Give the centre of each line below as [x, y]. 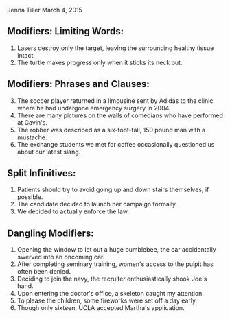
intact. [26, 55]
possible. [30, 197]
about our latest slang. [49, 152]
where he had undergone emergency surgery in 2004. [94, 108]
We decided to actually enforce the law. [73, 211]
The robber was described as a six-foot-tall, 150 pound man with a [111, 130]
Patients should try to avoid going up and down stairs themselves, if [113, 190]
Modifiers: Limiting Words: [66, 31]
